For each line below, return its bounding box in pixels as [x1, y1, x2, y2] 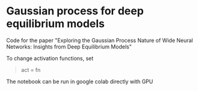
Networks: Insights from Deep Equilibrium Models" [6, 43, 132, 50]
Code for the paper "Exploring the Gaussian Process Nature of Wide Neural [6, 37, 193, 44]
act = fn [20, 66, 41, 73]
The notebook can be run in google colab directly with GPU [6, 78, 153, 85]
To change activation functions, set [6, 54, 94, 62]
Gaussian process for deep [6, 4, 144, 18]
